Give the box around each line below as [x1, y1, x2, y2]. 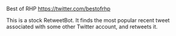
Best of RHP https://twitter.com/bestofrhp [6, 5, 111, 12]
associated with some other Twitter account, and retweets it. [6, 23, 158, 30]
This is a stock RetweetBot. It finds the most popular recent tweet [6, 17, 170, 23]
